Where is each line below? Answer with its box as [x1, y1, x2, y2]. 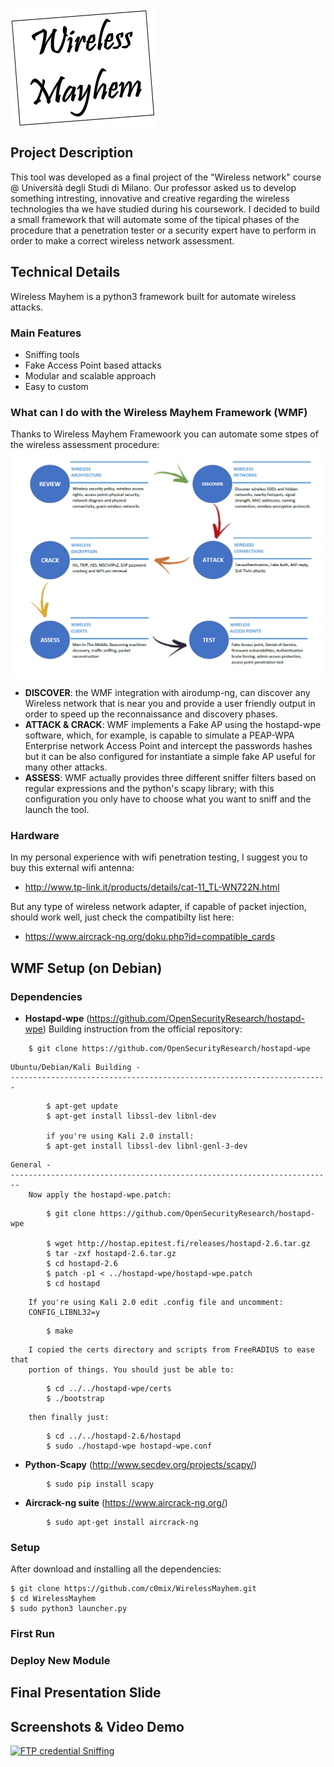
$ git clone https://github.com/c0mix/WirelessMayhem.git [10, 1584, 257, 1594]
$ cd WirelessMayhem [10, 1594, 97, 1604]
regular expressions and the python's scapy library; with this [24, 782, 275, 794]
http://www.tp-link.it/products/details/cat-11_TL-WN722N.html [24, 881, 280, 893]
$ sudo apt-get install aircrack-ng [46, 1517, 199, 1527]
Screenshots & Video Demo [10, 1718, 185, 1735]
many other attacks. [24, 761, 108, 773]
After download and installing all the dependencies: [10, 1563, 222, 1575]
